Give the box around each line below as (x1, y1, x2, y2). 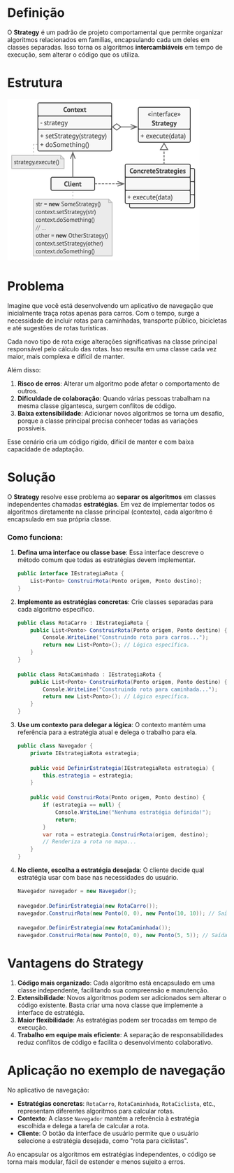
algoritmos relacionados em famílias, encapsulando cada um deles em (7, 35, 210, 43)
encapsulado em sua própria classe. (7, 514, 112, 523)
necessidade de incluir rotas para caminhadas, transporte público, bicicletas (7, 316, 227, 325)
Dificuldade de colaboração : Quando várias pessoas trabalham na (17, 394, 210, 402)
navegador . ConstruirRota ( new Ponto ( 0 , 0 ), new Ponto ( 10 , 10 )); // (17, 910, 215, 917)
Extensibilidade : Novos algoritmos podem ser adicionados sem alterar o (17, 994, 227, 1002)
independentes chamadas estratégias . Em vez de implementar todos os (7, 500, 215, 508)
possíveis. (17, 423, 47, 432)
